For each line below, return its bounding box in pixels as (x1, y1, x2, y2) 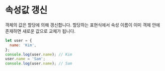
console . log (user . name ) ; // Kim (5, 52, 72, 57)
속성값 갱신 (5, 4, 48, 16)
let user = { (5, 38, 32, 43)
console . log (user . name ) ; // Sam (5, 61, 72, 66)
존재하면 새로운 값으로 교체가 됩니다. (5, 28, 76, 34)
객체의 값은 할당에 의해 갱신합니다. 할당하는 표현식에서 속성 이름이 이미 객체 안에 (5, 22, 161, 28)
